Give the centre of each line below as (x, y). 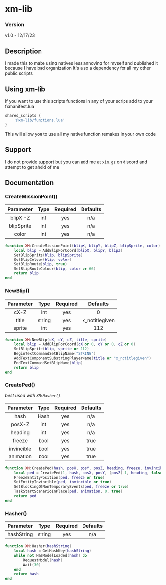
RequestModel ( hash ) (43, 560)
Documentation (30, 182)
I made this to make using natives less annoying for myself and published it (82, 63)
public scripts (19, 73)
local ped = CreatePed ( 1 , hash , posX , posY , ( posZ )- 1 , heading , (82, 473)
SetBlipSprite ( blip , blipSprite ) (48, 255)
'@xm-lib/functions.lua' (40, 120)
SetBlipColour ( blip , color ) (43, 260)
